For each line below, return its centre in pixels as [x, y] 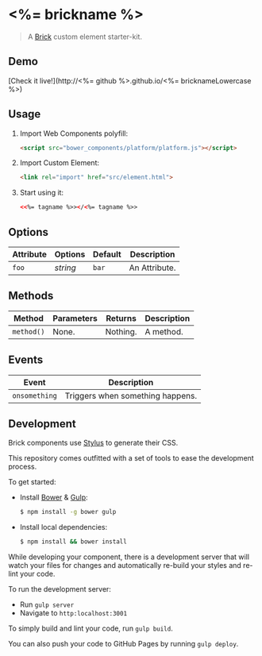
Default [107, 254]
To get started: [33, 482]
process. [23, 467]
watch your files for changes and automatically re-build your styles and [125, 565]
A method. [164, 331]
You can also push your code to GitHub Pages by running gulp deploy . [123, 644]
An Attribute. [152, 268]
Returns [121, 318]
